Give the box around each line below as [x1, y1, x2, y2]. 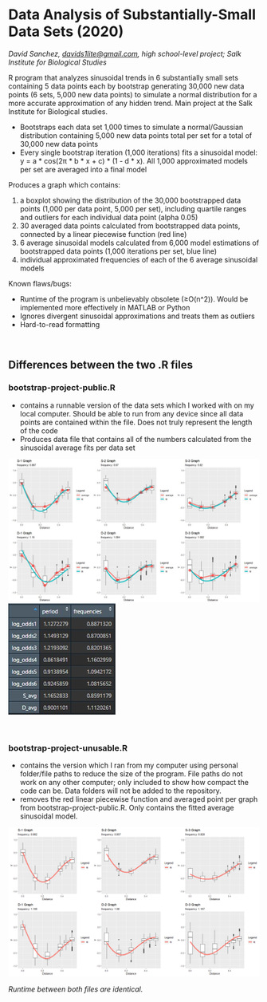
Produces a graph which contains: [8, 179, 121, 189]
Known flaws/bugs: [8, 278, 72, 288]
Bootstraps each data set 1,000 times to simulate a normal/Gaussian [19, 122, 244, 132]
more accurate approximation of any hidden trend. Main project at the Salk [8, 98, 253, 108]
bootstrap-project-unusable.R [8, 742, 128, 753]
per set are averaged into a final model [19, 164, 147, 174]
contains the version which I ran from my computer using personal [19, 760, 238, 771]
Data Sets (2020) [8, 22, 124, 41]
